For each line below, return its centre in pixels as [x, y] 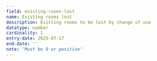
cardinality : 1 [25, 33]
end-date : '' [22, 44]
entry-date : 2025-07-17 [35, 38]
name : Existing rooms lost [39, 17]
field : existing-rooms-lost [41, 11]
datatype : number [27, 28]
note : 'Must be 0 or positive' [44, 49]
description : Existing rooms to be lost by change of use [78, 22]
